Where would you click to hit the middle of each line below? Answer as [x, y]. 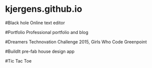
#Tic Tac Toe [18, 61]
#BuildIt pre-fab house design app [40, 51]
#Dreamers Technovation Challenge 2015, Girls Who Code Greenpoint [76, 42]
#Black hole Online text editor [35, 23]
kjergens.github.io [44, 9]
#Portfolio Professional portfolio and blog [47, 32]
